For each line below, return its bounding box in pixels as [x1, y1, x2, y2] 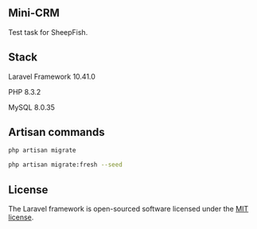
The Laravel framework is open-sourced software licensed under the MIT [8, 204, 249, 213]
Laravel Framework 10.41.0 [8, 72, 95, 81]
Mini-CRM [8, 6, 60, 20]
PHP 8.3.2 [8, 87, 41, 96]
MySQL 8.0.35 [8, 103, 56, 112]
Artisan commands [8, 126, 105, 139]
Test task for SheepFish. [8, 27, 88, 37]
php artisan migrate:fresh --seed [8, 161, 123, 169]
